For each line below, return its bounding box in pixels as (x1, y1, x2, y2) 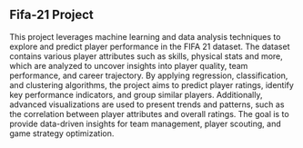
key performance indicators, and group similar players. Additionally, (9, 89, 263, 100)
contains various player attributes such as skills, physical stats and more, (9, 50, 284, 62)
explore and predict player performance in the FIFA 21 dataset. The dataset (9, 41, 290, 52)
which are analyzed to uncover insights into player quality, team (9, 60, 248, 71)
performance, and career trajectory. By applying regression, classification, (9, 70, 288, 81)
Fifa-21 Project (9, 7, 94, 23)
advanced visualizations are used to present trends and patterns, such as (9, 99, 285, 110)
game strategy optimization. (9, 127, 115, 139)
